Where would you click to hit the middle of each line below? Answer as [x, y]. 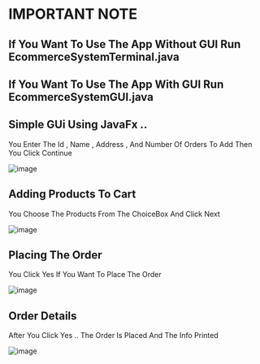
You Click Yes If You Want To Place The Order [85, 275]
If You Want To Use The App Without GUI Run [125, 44]
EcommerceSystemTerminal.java [94, 56]
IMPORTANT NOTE [73, 14]
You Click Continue [41, 153]
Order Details [43, 316]
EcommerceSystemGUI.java [81, 97]
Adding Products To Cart [72, 195]
